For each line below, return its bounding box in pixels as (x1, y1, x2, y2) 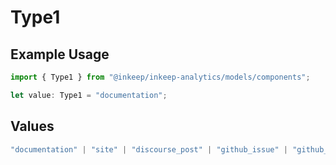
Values (10, 118, 55, 135)
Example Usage (10, 46, 110, 63)
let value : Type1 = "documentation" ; (10, 90, 168, 100)
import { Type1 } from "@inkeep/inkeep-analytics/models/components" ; (10, 72, 311, 82)
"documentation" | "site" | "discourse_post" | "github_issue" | (10, 144, 289, 155)
